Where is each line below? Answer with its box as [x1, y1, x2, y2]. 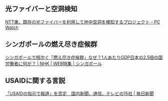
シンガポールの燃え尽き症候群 [5, 40, 97, 49]
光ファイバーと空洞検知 [5, 4, 77, 13]
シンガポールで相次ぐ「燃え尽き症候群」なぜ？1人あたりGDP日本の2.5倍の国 [5, 54, 163, 60]
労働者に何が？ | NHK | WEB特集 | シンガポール [5, 60, 102, 66]
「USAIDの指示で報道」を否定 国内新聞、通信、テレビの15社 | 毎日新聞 [5, 91, 154, 97]
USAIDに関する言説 [5, 77, 65, 85]
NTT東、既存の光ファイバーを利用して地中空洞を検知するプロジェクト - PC [5, 19, 160, 25]
